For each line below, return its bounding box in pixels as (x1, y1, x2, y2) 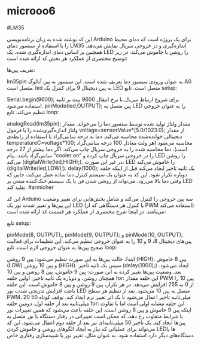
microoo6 (7, 4, 56, 18)
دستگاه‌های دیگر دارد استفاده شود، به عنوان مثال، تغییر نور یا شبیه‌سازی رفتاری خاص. (7, 331, 195, 338)
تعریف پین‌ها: (7, 66, 35, 73)
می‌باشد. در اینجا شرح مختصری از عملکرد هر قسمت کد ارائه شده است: (7, 207, 166, 215)
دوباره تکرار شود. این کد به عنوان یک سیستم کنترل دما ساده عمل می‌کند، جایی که (7, 170, 188, 178)
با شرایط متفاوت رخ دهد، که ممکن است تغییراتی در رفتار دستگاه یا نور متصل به (7, 312, 183, 319)
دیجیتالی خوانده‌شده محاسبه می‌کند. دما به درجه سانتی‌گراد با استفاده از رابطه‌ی (7, 133, 182, 140)
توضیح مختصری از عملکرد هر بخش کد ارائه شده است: (7, 54, 128, 62)
